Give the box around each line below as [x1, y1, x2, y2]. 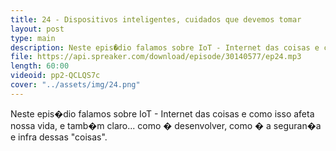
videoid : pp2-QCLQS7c [10, 71, 101, 81]
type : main [10, 33, 56, 43]
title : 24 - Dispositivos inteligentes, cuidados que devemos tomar [10, 14, 302, 25]
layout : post [10, 24, 65, 34]
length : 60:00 [10, 61, 70, 71]
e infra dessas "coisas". [10, 131, 108, 143]
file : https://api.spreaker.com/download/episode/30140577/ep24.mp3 [10, 52, 302, 62]
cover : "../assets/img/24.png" [10, 80, 141, 90]
